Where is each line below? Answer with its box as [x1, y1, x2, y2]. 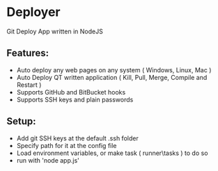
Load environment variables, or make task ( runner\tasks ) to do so [16, 149, 208, 157]
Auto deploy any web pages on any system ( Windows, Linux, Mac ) [16, 65, 212, 74]
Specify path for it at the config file [16, 141, 117, 149]
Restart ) [16, 81, 42, 89]
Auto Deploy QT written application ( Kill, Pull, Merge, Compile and [16, 73, 208, 81]
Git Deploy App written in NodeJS [6, 27, 104, 35]
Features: [6, 47, 49, 59]
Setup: [6, 115, 36, 127]
